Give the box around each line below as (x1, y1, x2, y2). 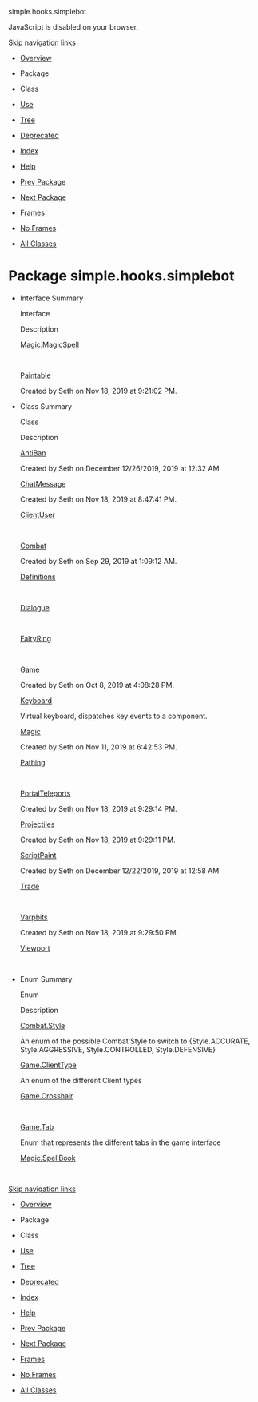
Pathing (19, 757, 46, 767)
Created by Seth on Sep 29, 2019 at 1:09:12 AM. (19, 556, 177, 566)
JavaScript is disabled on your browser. (8, 22, 139, 31)
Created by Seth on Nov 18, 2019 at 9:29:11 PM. (19, 835, 176, 844)
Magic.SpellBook (19, 1153, 76, 1162)
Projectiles (19, 819, 55, 829)
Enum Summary (19, 974, 73, 983)
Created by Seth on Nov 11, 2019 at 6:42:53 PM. (19, 742, 177, 752)
